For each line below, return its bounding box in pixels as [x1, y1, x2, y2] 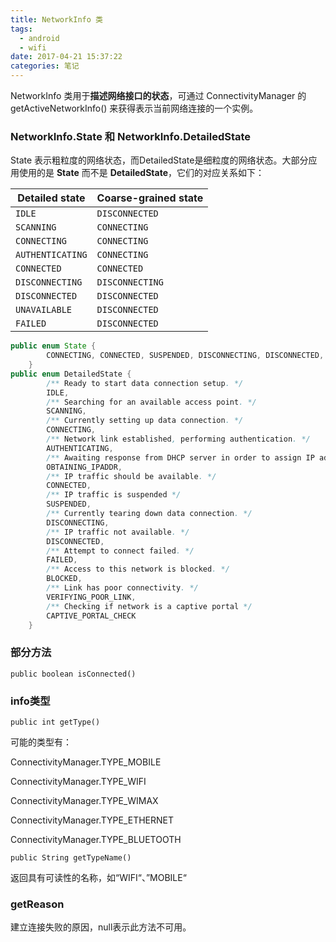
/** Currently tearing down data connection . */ [46, 509, 253, 519]
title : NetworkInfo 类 [10, 14, 103, 25]
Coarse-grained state [96, 191, 204, 205]
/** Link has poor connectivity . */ [46, 583, 199, 593]
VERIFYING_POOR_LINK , [46, 592, 137, 602]
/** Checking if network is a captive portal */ [46, 601, 253, 611]
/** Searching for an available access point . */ [46, 397, 257, 407]
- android [19, 33, 60, 43]
